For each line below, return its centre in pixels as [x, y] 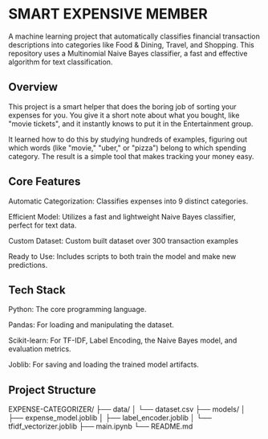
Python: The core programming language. [77, 310]
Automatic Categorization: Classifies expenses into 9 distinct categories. [128, 201]
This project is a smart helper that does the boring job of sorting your [122, 106]
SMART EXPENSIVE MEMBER [108, 14]
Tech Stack [37, 290]
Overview [33, 87]
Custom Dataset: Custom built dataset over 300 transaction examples [124, 240]
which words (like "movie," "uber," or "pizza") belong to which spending [127, 148]
